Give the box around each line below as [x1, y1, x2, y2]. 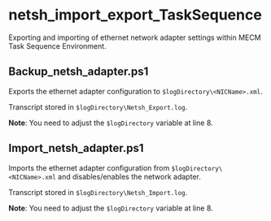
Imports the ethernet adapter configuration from [8, 162, 170, 172]
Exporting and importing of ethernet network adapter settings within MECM [8, 32, 262, 42]
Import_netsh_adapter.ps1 [8, 141, 144, 155]
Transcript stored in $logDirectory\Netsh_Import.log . [8, 187, 188, 197]
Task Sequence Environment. [8, 41, 107, 50]
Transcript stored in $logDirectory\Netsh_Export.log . [8, 102, 188, 111]
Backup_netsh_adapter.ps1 [8, 65, 149, 79]
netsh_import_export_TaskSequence [8, 6, 262, 24]
